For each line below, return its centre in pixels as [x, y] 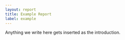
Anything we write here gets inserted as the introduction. [63, 33]
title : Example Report [28, 14]
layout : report [21, 10]
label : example [21, 19]
